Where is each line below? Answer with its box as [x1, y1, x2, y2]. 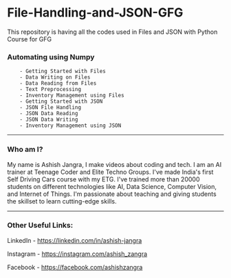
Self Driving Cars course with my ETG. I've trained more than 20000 [7, 175, 200, 183]
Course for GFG [7, 34, 52, 43]
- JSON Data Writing [19, 116, 78, 123]
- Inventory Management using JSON [19, 122, 122, 129]
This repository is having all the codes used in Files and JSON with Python [7, 28, 218, 36]
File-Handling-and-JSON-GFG [7, 5, 184, 21]
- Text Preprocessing [19, 86, 81, 93]
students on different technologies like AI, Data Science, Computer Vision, [7, 182, 217, 190]
